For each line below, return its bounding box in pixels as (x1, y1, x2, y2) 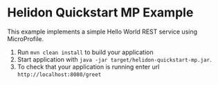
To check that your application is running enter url (17, 62, 160, 71)
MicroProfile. (7, 34, 44, 42)
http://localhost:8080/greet (17, 71, 102, 78)
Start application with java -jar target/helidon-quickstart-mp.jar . (17, 55, 212, 63)
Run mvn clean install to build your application (17, 48, 154, 56)
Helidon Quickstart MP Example (7, 5, 194, 21)
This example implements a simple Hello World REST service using (7, 27, 198, 36)
